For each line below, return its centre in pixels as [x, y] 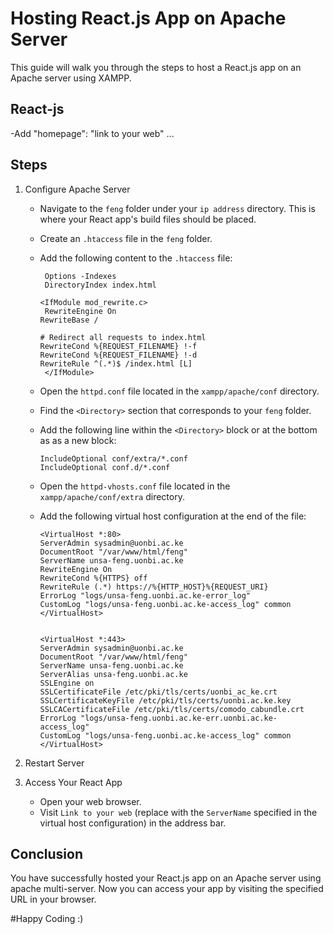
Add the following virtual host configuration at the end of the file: [173, 516]
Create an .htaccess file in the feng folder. [126, 238]
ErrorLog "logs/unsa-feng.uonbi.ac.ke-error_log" [145, 595]
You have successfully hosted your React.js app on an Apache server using [166, 878]
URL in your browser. [53, 899]
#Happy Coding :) [47, 919]
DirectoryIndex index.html [100, 285]
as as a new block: [78, 440]
